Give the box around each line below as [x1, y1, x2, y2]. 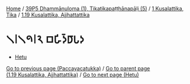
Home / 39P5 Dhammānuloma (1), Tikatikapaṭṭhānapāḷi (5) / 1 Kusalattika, [6, 5, 184, 12]
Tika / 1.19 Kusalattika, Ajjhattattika [6, 11, 90, 18]
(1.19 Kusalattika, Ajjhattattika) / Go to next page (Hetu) [6, 71, 139, 78]
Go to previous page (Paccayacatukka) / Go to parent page [6, 64, 150, 72]
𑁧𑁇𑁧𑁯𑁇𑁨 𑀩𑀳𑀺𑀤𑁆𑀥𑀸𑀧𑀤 [6, 33, 85, 47]
